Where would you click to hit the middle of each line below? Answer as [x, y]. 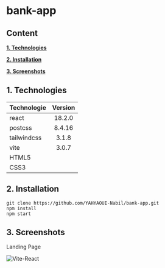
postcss [21, 127]
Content [22, 33]
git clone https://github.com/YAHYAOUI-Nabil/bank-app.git [83, 203]
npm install [21, 208]
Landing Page [24, 247]
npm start [19, 214]
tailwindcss [26, 138]
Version [64, 107]
